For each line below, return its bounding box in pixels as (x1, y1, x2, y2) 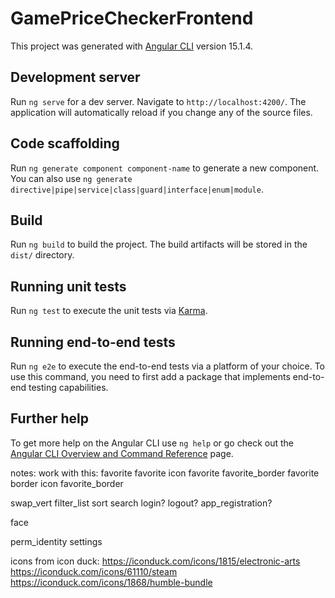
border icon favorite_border (10, 477, 124, 489)
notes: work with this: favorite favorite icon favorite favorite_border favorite (10, 467, 320, 479)
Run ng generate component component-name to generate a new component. (10, 162, 320, 174)
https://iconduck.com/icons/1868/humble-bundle (10, 576, 213, 588)
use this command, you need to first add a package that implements (10, 371, 291, 382)
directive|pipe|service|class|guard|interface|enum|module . (10, 183, 264, 195)
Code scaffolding (10, 135, 120, 152)
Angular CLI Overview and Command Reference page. (10, 447, 234, 459)
